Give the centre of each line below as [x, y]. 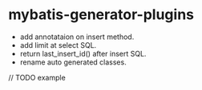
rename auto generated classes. [73, 62]
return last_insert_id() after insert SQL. [83, 53]
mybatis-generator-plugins [101, 15]
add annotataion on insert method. [77, 37]
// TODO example [37, 77]
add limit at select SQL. [58, 45]
